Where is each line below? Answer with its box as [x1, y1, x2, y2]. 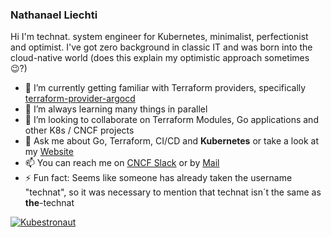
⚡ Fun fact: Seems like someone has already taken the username [24, 172, 293, 184]
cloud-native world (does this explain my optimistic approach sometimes [10, 52, 310, 64]
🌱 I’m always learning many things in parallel [24, 103, 208, 115]
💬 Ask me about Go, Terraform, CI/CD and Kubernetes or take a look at [24, 135, 320, 147]
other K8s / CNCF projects [24, 124, 135, 137]
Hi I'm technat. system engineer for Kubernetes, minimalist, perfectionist [10, 31, 309, 43]
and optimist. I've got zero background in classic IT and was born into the [10, 41, 313, 53]
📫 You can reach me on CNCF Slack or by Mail [24, 157, 220, 169]
